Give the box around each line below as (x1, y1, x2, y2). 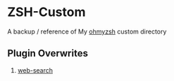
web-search (17, 66, 54, 74)
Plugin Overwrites (7, 47, 88, 59)
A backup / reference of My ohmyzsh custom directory (7, 27, 167, 36)
